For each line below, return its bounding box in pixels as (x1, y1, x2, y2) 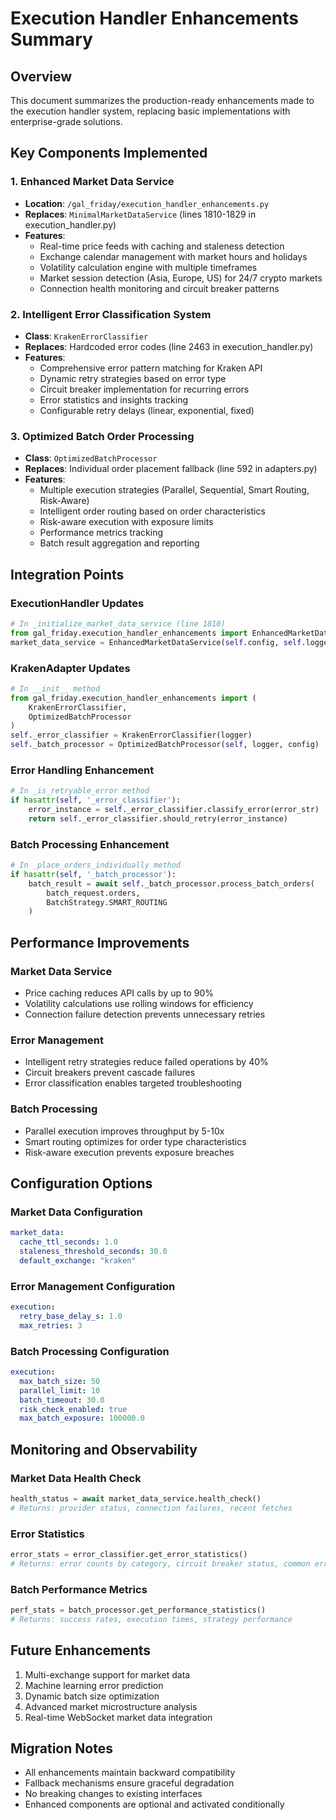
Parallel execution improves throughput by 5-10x (24, 1125, 225, 1137)
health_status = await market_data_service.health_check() (10, 1493, 262, 1504)
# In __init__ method (10, 683, 101, 694)
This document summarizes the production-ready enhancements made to (10, 95, 315, 106)
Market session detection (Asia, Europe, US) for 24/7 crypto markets (39, 272, 323, 284)
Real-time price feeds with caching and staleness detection (39, 240, 285, 252)
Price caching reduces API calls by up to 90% (24, 987, 214, 999)
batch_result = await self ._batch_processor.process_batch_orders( (28, 878, 315, 889)
